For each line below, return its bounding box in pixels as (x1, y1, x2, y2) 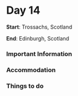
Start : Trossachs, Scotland (6, 23, 73, 30)
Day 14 (6, 4, 41, 17)
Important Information (6, 49, 73, 58)
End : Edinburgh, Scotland (6, 35, 70, 42)
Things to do (6, 82, 44, 90)
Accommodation (6, 66, 56, 74)
